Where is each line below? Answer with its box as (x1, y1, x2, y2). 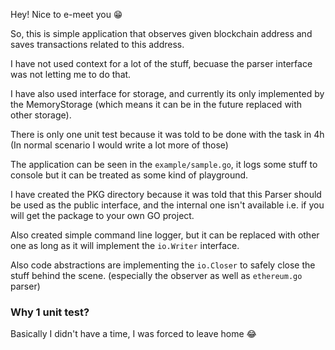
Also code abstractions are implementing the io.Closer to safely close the (10, 259, 316, 271)
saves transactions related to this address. (10, 39, 185, 50)
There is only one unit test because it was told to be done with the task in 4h (10, 129, 325, 140)
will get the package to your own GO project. (10, 210, 195, 221)
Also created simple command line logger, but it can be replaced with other (10, 229, 320, 241)
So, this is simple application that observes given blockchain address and (10, 28, 313, 39)
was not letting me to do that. (10, 69, 132, 80)
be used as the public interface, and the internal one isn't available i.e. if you (10, 199, 325, 211)
